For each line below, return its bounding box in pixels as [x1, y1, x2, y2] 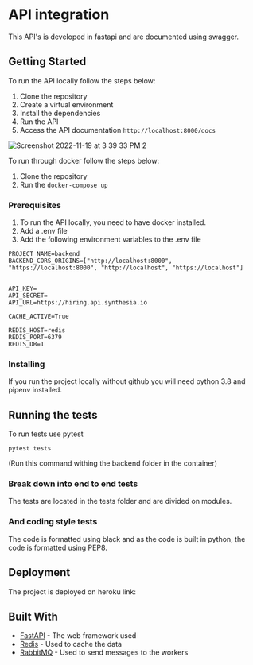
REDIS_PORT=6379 [8, 334, 62, 342]
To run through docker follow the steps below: [8, 156, 160, 165]
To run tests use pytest [8, 429, 84, 439]
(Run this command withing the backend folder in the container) [8, 458, 217, 468]
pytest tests [8, 445, 52, 453]
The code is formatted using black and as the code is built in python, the [8, 534, 246, 543]
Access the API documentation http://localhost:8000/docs [19, 125, 216, 134]
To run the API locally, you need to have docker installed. [19, 218, 207, 227]
